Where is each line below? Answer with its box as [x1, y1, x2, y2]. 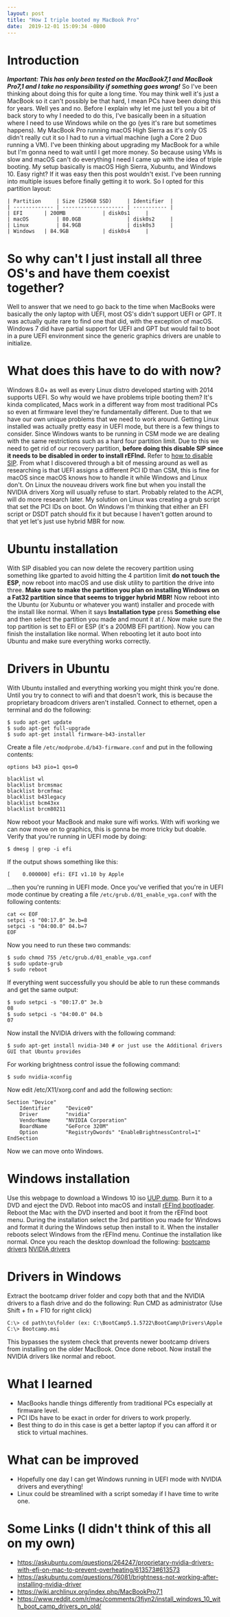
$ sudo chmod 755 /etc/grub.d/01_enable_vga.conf [7, 954, 152, 962]
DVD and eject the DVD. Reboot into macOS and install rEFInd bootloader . [7, 1201, 215, 1209]
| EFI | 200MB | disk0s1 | [7, 210, 149, 217]
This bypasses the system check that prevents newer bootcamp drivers [7, 1337, 210, 1346]
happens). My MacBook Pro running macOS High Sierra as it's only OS [7, 126, 207, 135]
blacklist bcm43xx [7, 800, 60, 807]
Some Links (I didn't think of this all [7, 1521, 211, 1536]
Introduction [7, 52, 80, 68]
